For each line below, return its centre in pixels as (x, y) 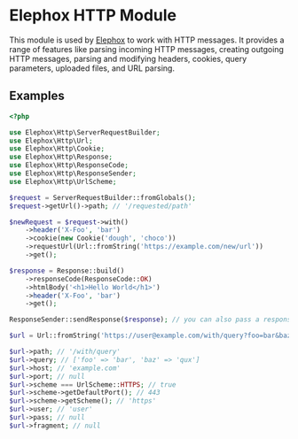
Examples (37, 96)
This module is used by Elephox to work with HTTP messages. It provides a (147, 40)
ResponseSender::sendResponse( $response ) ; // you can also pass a (134, 320)
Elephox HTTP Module (93, 15)
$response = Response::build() (67, 271)
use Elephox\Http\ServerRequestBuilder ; (85, 132)
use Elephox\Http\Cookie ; (57, 149)
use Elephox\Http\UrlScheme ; (63, 181)
